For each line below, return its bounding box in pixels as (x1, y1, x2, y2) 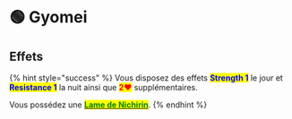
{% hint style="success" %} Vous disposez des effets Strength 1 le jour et (9, 72, 284, 83)
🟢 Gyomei (9, 7, 88, 28)
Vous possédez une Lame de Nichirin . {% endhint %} (9, 99, 208, 110)
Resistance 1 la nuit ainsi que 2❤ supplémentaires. (9, 82, 199, 92)
